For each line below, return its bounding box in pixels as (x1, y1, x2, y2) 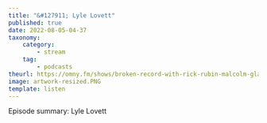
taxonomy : (8, 33, 41, 42)
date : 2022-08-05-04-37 (8, 26, 87, 34)
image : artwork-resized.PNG (8, 77, 102, 85)
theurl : (8, 70, 34, 78)
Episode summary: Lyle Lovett (8, 106, 107, 116)
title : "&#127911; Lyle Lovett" (8, 11, 115, 20)
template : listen (8, 84, 66, 93)
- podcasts (37, 63, 73, 71)
